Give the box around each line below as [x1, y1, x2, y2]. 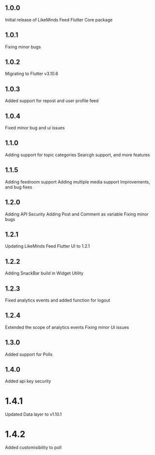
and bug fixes [5, 184, 32, 190]
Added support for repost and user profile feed [5, 98, 99, 104]
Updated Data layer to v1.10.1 [5, 411, 62, 418]
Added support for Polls [5, 351, 53, 357]
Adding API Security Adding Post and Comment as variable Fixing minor [5, 211, 149, 217]
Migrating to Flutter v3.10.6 [5, 71, 59, 77]
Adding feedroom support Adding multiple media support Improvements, [5, 179, 150, 184]
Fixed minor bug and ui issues [5, 125, 65, 131]
